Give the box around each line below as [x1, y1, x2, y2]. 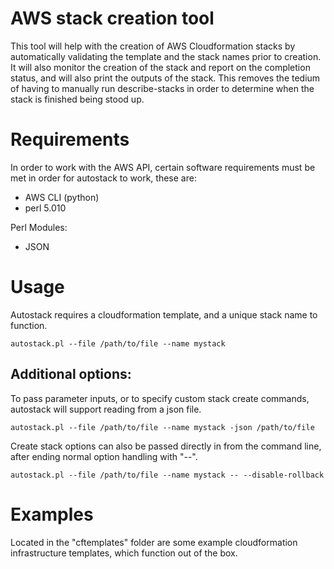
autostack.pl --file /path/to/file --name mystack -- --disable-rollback [10, 470, 325, 480]
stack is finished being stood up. [10, 93, 145, 105]
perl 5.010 [24, 202, 67, 214]
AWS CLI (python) [24, 191, 100, 203]
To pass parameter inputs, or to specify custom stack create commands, [10, 392, 310, 404]
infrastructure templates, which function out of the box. [10, 547, 238, 559]
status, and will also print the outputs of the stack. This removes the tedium [10, 72, 321, 84]
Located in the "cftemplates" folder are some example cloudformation [10, 536, 298, 548]
